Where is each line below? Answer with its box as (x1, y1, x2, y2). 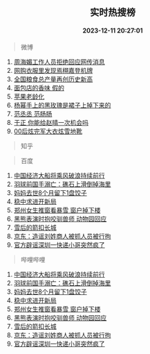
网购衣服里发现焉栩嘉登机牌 (13, 66, 93, 74)
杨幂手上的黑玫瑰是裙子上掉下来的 (13, 101, 111, 109)
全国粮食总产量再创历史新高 (13, 75, 93, 83)
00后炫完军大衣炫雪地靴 (13, 127, 83, 135)
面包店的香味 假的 (13, 83, 64, 92)
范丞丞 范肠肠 (13, 110, 53, 118)
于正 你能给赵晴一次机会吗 (13, 118, 88, 126)
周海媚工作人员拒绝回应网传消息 (13, 58, 105, 66)
